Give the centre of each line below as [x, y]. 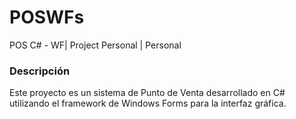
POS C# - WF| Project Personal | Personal [95, 45]
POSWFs [47, 17]
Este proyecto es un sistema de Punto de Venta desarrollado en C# [147, 93]
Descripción [40, 71]
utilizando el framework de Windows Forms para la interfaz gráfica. [148, 103]
